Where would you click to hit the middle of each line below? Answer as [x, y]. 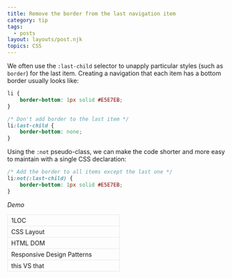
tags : [15, 26]
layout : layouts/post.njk [45, 40]
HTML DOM [28, 243]
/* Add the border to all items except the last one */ [90, 172]
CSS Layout [28, 231]
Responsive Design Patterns [52, 254]
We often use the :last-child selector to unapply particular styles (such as [115, 66]
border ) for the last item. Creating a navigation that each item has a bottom [114, 73]
